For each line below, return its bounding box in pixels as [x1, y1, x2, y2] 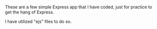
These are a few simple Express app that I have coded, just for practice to [5, 4, 153, 10]
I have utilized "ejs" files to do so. [5, 19, 72, 24]
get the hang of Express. [5, 9, 54, 15]
